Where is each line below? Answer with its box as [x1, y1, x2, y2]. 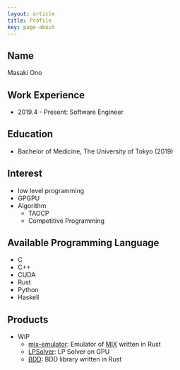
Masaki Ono [7, 69, 42, 77]
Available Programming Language [7, 237, 160, 249]
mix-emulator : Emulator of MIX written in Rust [28, 340, 161, 349]
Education [7, 128, 54, 140]
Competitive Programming [28, 216, 104, 225]
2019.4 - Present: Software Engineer [17, 108, 124, 116]
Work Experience [7, 89, 85, 101]
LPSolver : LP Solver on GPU [28, 347, 110, 356]
